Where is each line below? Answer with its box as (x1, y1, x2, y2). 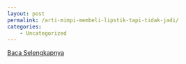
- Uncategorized (20, 29, 68, 37)
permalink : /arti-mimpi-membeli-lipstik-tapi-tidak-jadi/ (7, 17, 179, 24)
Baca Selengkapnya (7, 49, 65, 57)
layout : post (7, 10, 45, 17)
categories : (7, 23, 42, 30)
